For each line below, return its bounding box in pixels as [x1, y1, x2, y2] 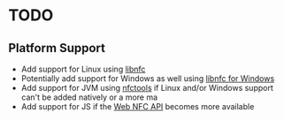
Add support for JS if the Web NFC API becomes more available [20, 101, 255, 111]
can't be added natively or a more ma [20, 92, 158, 102]
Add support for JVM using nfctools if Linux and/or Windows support [20, 83, 273, 93]
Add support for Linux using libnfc [20, 64, 146, 74]
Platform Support [8, 41, 105, 56]
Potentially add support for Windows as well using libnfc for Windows [20, 73, 275, 84]
